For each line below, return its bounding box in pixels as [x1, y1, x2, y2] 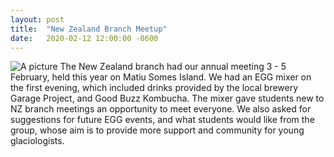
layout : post [10, 14, 65, 25]
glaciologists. [10, 135, 65, 147]
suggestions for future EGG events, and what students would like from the [10, 114, 315, 126]
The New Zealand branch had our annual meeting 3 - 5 [59, 61, 287, 73]
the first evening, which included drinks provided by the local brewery [10, 82, 299, 94]
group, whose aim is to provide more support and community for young [10, 124, 305, 136]
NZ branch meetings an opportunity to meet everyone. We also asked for [10, 103, 312, 115]
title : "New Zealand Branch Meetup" [10, 24, 168, 34]
